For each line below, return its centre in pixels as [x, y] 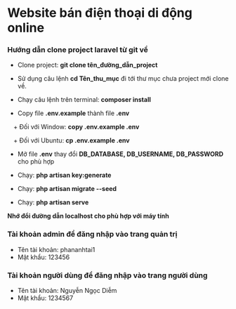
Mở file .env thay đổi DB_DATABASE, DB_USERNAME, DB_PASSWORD [120, 154]
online [26, 28]
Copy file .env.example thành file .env [73, 113]
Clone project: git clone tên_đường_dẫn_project [87, 65]
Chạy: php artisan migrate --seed [67, 189]
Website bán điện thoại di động [100, 13]
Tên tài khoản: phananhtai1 [56, 249]
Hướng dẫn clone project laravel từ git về [78, 50]
